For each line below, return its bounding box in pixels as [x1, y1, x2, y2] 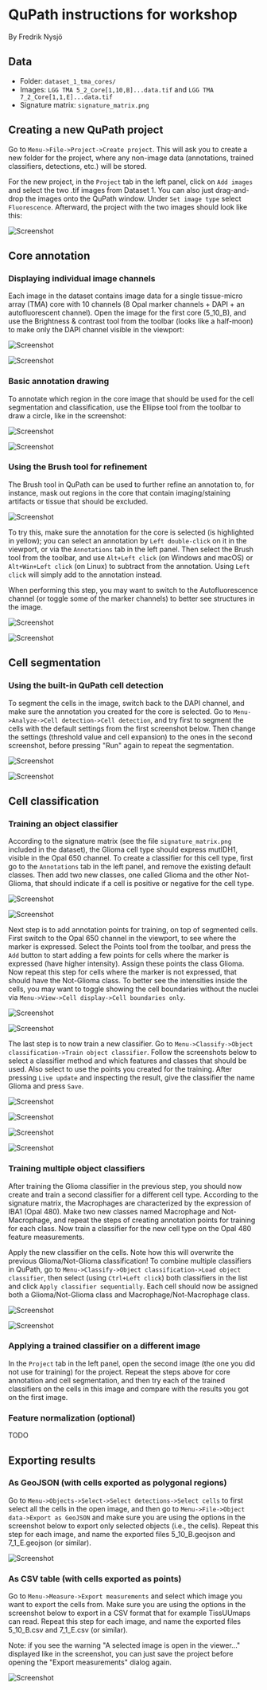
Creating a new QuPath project [8, 124, 164, 137]
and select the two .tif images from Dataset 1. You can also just [8, 185, 215, 194]
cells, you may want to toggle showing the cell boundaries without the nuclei [8, 984, 259, 994]
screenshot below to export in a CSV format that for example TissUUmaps [8, 1608, 251, 1618]
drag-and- [215, 185, 250, 194]
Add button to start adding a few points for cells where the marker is [8, 951, 229, 960]
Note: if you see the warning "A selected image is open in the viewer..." [8, 1641, 241, 1650]
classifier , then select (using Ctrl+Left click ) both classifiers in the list [8, 1272, 248, 1282]
